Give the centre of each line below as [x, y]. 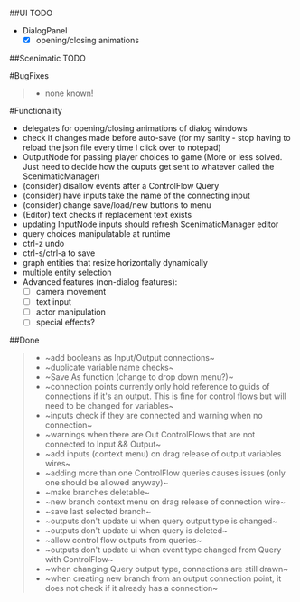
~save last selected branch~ [98, 512]
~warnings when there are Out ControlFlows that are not [150, 435]
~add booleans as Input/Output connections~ [130, 358]
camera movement [71, 292]
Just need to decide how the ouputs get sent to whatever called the [148, 167]
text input [54, 302]
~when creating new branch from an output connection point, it [163, 578]
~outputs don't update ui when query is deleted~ [136, 531]
